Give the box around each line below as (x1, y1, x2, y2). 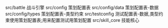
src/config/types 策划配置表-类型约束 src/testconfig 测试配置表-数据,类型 (5, 11, 159, 17)
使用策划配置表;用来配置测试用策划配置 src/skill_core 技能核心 (9, 17, 139, 23)
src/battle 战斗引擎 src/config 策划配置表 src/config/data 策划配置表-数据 (5, 5, 159, 10)
